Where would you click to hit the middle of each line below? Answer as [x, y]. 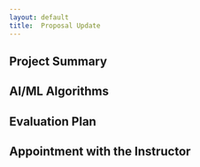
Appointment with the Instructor [100, 152]
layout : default [39, 17]
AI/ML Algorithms [59, 91]
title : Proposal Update [55, 26]
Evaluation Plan [53, 121]
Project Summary [58, 61]
